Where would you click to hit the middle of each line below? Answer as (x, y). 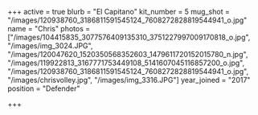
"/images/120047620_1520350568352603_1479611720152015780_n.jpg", (128, 54)
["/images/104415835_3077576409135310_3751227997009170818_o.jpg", (129, 37)
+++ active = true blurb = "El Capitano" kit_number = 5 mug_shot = (119, 12)
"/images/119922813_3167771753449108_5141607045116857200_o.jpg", (126, 63)
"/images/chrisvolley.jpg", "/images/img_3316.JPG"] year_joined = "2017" (129, 80)
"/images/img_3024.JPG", (50, 46)
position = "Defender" (44, 88)
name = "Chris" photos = (49, 29)
